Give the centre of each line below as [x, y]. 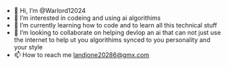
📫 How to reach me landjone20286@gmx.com [82, 55]
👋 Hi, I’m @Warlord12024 [50, 11]
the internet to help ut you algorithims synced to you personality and [112, 40]
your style [28, 47]
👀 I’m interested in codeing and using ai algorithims [87, 18]
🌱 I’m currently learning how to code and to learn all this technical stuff [115, 25]
